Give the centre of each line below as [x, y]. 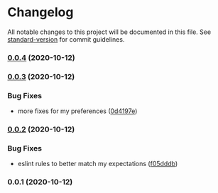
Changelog [40, 12]
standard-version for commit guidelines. [66, 39]
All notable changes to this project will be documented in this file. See [109, 32]
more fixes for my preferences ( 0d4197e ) [77, 111]
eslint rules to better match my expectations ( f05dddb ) [98, 164]
